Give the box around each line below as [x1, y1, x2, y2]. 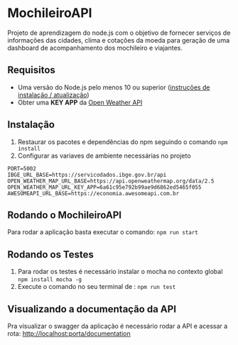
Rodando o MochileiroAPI [7, 209, 122, 221]
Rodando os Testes [7, 248, 94, 261]
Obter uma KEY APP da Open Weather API [17, 98, 143, 106]
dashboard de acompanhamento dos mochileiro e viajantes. [7, 43, 183, 52]
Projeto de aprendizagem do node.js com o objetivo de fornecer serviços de [7, 28, 231, 37]
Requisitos [7, 64, 55, 76]
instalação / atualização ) [17, 90, 90, 99]
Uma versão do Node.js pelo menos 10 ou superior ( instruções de [17, 83, 210, 92]
